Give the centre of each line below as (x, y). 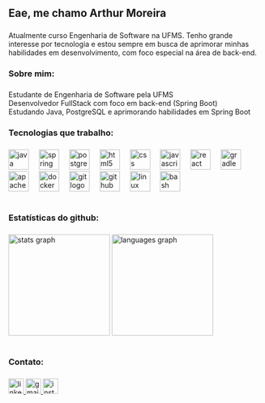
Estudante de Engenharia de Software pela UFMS (91, 95)
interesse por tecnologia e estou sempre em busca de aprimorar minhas (129, 45)
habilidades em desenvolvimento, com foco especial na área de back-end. (133, 53)
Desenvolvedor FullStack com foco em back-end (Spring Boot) (113, 104)
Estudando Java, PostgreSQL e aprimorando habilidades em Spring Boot (130, 112)
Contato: (26, 362)
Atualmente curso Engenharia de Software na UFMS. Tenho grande (121, 36)
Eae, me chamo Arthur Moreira (88, 13)
